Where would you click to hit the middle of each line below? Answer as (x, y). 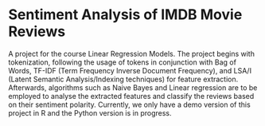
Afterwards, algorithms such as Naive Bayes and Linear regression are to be (133, 87)
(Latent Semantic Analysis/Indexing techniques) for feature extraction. (123, 79)
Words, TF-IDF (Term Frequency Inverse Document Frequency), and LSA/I (130, 70)
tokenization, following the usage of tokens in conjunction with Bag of (123, 62)
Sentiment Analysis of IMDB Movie (125, 15)
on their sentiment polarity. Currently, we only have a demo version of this (129, 104)
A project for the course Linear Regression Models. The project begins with (131, 53)
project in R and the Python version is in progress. (90, 112)
